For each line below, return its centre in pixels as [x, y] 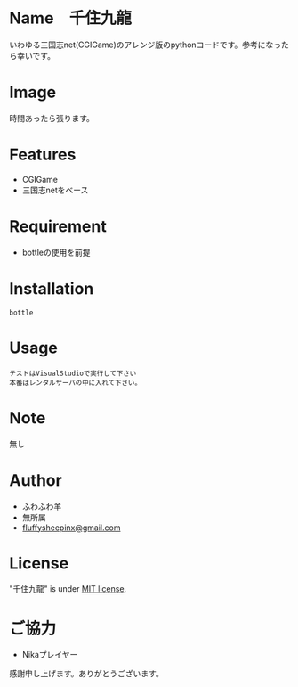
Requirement [58, 226]
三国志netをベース [55, 190]
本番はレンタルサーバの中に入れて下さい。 [76, 383]
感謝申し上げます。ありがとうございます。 [87, 674]
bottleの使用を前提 [56, 252]
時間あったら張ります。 [52, 118]
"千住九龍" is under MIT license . [68, 589]
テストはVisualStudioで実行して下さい [73, 373]
